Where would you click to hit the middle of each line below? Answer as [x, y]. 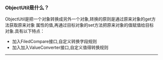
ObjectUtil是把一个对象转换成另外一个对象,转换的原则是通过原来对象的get [78, 19]
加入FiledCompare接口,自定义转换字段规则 [54, 42]
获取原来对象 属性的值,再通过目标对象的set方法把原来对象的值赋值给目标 [81, 25]
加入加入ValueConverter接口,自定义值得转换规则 [60, 47]
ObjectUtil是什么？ [27, 7]
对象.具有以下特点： [25, 31]
